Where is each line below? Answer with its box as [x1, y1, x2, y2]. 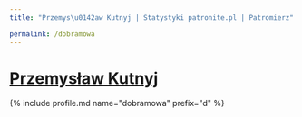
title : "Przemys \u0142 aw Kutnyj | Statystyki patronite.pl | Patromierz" [9, 13, 295, 22]
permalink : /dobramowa [9, 29, 95, 39]
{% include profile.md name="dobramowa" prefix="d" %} [9, 98, 225, 109]
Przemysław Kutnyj [9, 68, 159, 88]
